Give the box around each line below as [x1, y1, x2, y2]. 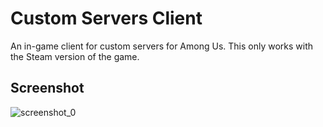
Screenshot [10, 80, 85, 97]
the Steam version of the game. [10, 50, 140, 62]
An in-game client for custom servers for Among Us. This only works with [10, 40, 314, 52]
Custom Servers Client [10, 7, 203, 30]
